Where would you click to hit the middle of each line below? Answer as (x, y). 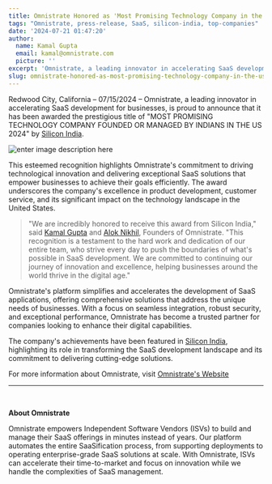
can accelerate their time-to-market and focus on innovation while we (125, 463)
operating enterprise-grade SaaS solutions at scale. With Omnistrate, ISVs (132, 454)
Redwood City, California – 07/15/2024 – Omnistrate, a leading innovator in (132, 99)
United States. (32, 208)
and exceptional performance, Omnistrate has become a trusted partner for (134, 316)
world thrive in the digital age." (79, 275)
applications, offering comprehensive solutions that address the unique (127, 299)
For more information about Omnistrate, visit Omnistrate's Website (119, 374)
